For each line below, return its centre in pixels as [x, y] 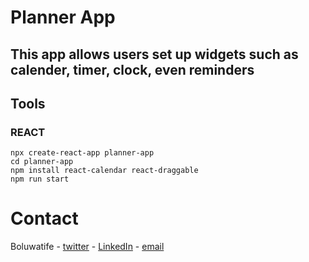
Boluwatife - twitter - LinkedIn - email [87, 247]
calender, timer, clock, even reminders [132, 69]
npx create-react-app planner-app [82, 153]
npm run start [40, 179]
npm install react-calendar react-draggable [104, 171]
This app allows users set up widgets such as [154, 54]
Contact [44, 218]
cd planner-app [42, 162]
